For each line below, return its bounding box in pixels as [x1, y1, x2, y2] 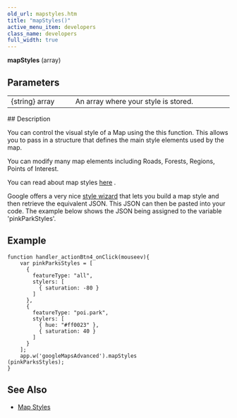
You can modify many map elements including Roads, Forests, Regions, [7, 157, 215, 165]
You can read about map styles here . [7, 178, 116, 186]
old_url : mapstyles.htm [7, 10, 78, 18]
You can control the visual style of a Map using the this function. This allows [7, 128, 229, 136]
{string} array [11, 96, 55, 106]
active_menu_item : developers [7, 23, 97, 30]
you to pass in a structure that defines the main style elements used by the [7, 136, 224, 144]
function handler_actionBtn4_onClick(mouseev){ [7, 253, 150, 261]
